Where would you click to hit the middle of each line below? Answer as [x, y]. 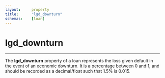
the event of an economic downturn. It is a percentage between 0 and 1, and [82, 66]
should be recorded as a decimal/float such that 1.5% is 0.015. [68, 71]
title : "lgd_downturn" [34, 14]
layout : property [27, 10]
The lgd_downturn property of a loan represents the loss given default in [79, 61]
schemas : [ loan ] [25, 19]
